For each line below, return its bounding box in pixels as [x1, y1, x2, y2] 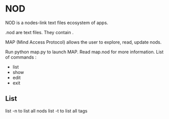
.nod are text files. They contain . [5, 29, 74, 35]
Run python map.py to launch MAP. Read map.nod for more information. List [5, 49, 164, 55]
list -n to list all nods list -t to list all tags [5, 107, 88, 113]
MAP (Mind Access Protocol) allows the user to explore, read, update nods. [5, 39, 162, 45]
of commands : [5, 54, 37, 60]
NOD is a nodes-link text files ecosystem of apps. [5, 20, 108, 26]
